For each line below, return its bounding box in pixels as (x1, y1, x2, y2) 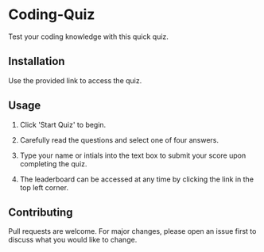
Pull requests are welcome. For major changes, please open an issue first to (8, 227, 257, 236)
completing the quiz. (19, 158, 87, 168)
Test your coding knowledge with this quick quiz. (8, 32, 169, 41)
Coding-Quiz (8, 6, 95, 24)
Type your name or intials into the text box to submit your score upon (19, 151, 247, 160)
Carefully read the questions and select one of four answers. (19, 135, 219, 144)
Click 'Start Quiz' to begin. (19, 120, 107, 129)
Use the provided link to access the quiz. (8, 75, 142, 85)
